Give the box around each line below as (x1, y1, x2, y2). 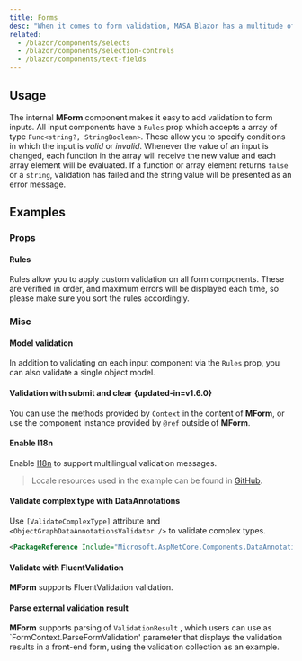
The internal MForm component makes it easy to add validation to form (9, 111, 273, 122)
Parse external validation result (9, 603, 129, 613)
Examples (9, 205, 66, 220)
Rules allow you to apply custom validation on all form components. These (9, 274, 285, 285)
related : (9, 30, 42, 39)
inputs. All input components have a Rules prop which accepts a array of (9, 121, 278, 132)
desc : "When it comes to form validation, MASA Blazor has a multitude (9, 22, 283, 31)
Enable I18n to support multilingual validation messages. (9, 457, 218, 468)
